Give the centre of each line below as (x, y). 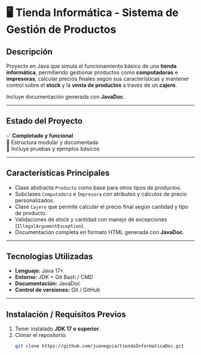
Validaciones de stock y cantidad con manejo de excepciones (91, 219)
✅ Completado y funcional (40, 135)
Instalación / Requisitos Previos (66, 314)
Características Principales (58, 173)
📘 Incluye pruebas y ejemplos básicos (53, 148)
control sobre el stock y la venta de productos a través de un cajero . (92, 85)
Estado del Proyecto (44, 121)
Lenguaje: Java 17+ (39, 271)
